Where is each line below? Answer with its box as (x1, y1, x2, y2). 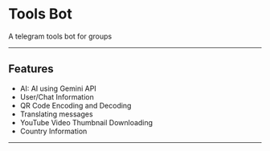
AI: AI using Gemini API (19, 84, 96, 93)
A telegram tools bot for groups (8, 31, 112, 41)
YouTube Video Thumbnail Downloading (19, 117, 153, 127)
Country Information (19, 126, 88, 136)
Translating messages (19, 109, 94, 119)
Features (8, 62, 54, 76)
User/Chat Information (19, 92, 94, 101)
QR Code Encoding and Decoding (19, 100, 132, 110)
